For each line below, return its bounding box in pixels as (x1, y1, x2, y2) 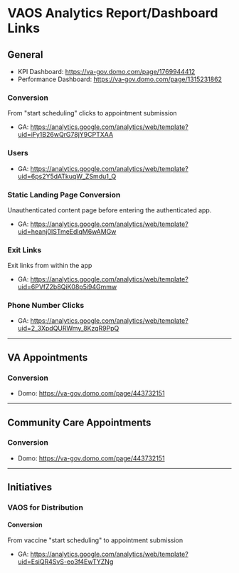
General (7, 48, 44, 61)
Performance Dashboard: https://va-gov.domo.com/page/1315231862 (17, 75, 223, 83)
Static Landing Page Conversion (7, 190, 121, 200)
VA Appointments (7, 351, 88, 363)
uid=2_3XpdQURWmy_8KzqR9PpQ (17, 324, 119, 333)
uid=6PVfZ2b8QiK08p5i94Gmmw (17, 283, 117, 291)
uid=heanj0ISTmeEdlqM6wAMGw (17, 227, 117, 236)
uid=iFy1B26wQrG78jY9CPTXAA (17, 130, 114, 139)
